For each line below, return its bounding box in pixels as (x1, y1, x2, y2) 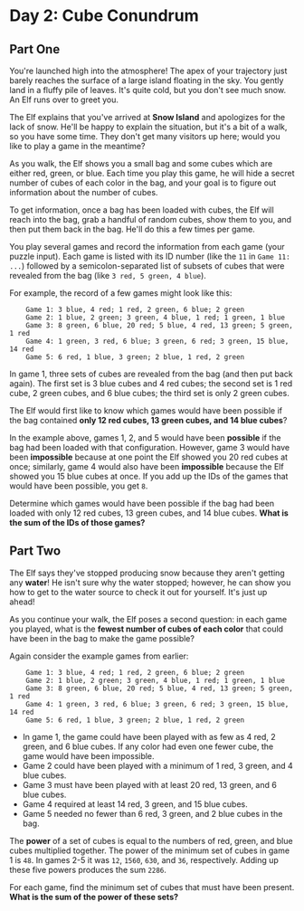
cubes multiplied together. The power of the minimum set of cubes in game (9, 845, 290, 856)
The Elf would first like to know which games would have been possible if (9, 405, 283, 416)
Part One (9, 42, 61, 57)
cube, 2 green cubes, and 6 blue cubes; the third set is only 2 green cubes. (9, 388, 290, 398)
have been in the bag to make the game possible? (9, 632, 195, 643)
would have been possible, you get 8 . (9, 480, 148, 491)
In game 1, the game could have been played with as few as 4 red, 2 (22, 731, 276, 742)
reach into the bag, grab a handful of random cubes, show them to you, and (9, 214, 292, 224)
